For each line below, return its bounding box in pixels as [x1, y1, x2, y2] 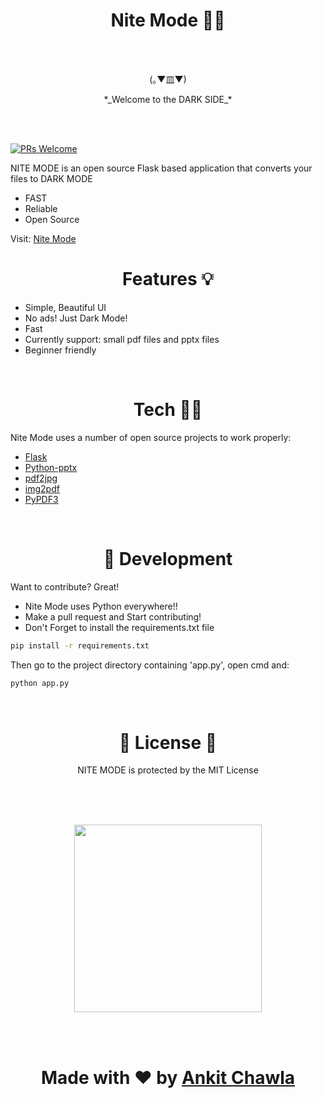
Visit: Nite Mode [10, 232, 77, 244]
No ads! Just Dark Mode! [24, 312, 128, 324]
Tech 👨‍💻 [133, 399, 203, 421]
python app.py [10, 678, 70, 688]
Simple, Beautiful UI [24, 301, 107, 313]
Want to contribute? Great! [10, 580, 120, 593]
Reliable [24, 202, 58, 214]
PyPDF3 [24, 493, 59, 505]
